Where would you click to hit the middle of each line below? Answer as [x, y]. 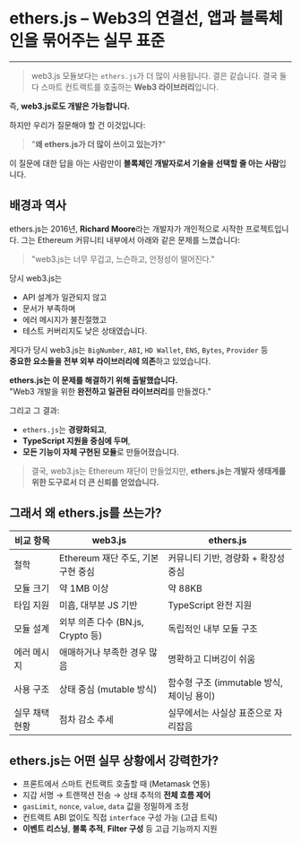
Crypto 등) [81, 635]
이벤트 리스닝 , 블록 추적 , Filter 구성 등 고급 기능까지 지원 [120, 829]
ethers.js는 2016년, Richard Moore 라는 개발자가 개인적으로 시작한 [126, 229]
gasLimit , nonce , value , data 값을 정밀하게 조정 [106, 806]
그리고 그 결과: [34, 410]
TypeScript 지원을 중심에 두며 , [76, 440]
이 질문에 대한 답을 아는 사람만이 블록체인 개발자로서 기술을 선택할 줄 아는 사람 [144, 163]
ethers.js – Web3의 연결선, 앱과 [123, 18]
